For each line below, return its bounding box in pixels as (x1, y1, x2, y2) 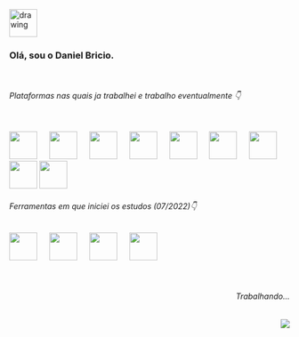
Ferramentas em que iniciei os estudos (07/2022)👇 (9, 201, 198, 212)
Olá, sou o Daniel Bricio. (9, 49, 115, 61)
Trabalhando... (235, 291, 290, 301)
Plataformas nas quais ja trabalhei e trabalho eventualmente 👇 (9, 90, 241, 100)
